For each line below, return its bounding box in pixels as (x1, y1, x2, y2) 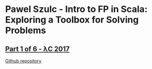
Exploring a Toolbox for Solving (5, 14, 139, 25)
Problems (5, 25, 46, 36)
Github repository (5, 58, 42, 63)
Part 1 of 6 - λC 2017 (5, 44, 70, 53)
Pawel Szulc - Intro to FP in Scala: (5, 3, 147, 15)
